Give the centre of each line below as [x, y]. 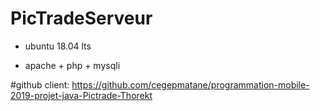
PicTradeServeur [81, 18]
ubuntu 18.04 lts [58, 46]
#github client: [40, 84]
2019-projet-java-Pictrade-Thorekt [81, 95]
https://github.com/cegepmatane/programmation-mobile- [190, 84]
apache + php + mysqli [72, 65]
